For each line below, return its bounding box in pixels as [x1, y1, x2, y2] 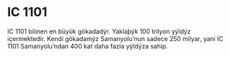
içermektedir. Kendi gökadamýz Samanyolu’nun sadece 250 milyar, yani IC [7, 34, 224, 42]
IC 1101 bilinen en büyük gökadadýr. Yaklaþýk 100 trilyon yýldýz [7, 27, 191, 35]
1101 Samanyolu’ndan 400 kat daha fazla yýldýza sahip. [7, 42, 168, 50]
